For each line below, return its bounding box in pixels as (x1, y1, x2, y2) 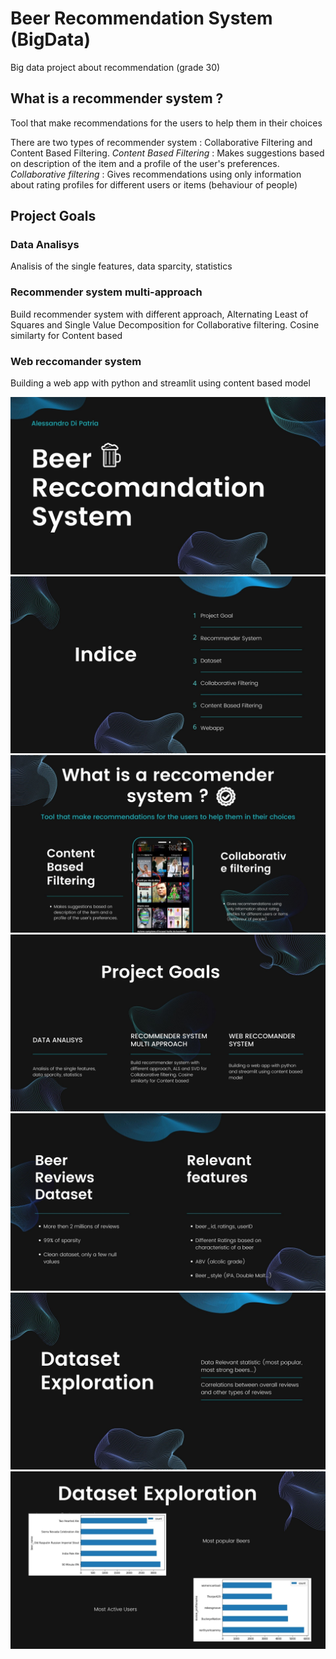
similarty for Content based (10, 329, 123, 341)
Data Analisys (10, 238, 80, 252)
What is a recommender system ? (10, 90, 224, 107)
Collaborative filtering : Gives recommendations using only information (10, 168, 302, 180)
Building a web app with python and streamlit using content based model (10, 377, 311, 389)
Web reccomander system (10, 354, 142, 368)
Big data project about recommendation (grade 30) (10, 61, 221, 73)
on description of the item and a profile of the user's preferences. (10, 157, 280, 169)
